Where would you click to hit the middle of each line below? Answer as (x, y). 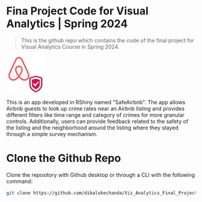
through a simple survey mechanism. (52, 134)
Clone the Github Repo (64, 159)
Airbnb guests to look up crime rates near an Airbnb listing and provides (96, 108)
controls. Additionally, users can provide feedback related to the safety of (97, 121)
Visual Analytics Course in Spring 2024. (70, 47)
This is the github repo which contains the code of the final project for (107, 40)
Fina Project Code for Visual (78, 11)
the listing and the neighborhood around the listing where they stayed (93, 128)
